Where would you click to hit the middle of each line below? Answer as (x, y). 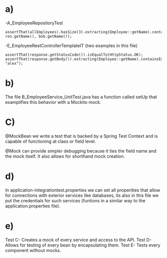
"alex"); (14, 63)
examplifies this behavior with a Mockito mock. (53, 102)
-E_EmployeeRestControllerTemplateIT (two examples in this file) (71, 45)
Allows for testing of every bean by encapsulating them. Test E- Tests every (83, 245)
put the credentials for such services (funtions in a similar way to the (75, 200)
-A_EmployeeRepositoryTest (34, 23)
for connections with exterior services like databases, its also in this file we (82, 195)
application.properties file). (33, 206)
